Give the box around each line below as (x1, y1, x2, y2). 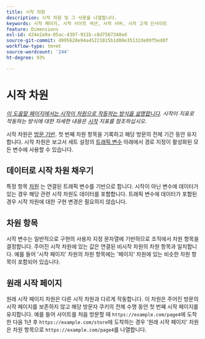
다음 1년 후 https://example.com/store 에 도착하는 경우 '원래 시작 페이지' (12, 318, 188, 326)
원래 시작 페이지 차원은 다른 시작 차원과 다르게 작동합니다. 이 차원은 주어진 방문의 (6, 295, 199, 302)
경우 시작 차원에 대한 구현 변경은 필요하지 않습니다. (6, 198, 127, 205)
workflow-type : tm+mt (6, 44, 62, 50)
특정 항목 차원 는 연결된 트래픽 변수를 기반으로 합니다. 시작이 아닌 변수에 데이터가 (6, 183, 199, 190)
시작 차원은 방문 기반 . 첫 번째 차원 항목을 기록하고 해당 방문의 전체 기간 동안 (6, 130, 185, 138)
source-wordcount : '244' (6, 49, 70, 55)
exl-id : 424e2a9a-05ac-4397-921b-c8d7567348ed (6, 32, 127, 38)
